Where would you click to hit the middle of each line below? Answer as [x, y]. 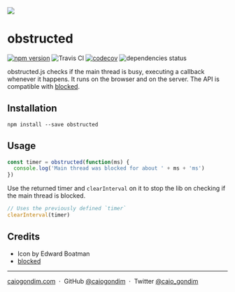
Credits [24, 237]
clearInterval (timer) [39, 215]
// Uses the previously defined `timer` [67, 209]
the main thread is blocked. [47, 196]
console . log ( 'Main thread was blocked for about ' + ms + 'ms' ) [109, 168]
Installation [32, 109]
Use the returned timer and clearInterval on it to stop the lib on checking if [116, 189]
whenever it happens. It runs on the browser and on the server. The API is [114, 79]
